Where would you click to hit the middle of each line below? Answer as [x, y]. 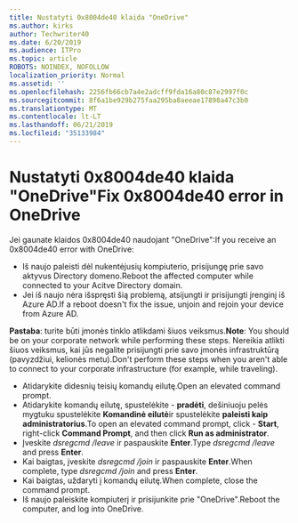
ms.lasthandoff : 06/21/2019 [61, 125]
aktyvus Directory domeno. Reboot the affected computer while [137, 276]
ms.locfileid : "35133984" [57, 133]
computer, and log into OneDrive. [83, 509]
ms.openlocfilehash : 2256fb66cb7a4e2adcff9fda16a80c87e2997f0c [129, 92]
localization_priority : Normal [67, 76]
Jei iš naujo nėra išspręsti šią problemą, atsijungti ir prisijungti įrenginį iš [153, 294]
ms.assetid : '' [37, 84]
